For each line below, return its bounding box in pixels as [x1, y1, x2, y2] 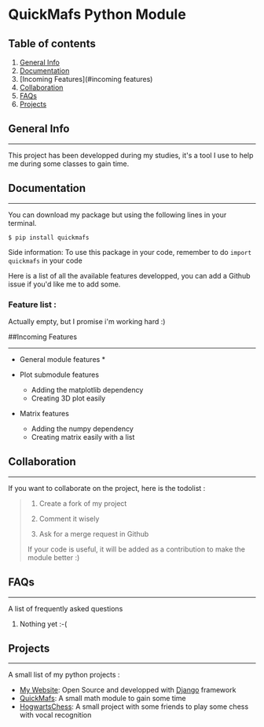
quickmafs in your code [8, 256, 82, 265]
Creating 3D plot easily [31, 393, 106, 403]
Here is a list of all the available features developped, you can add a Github [8, 271, 251, 280]
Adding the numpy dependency [31, 423, 134, 434]
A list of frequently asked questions [8, 603, 123, 613]
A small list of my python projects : [8, 670, 120, 680]
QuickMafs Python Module [8, 6, 186, 24]
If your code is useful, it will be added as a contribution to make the [27, 544, 246, 554]
